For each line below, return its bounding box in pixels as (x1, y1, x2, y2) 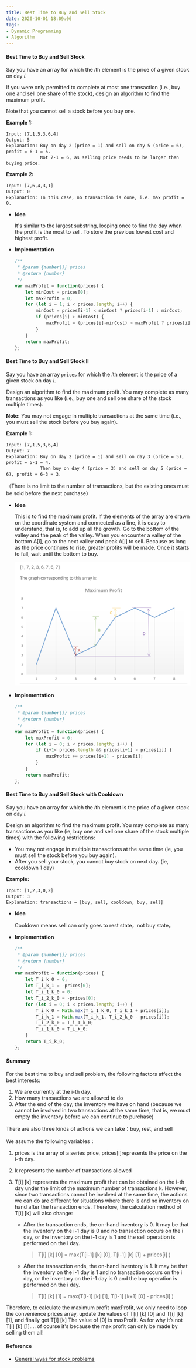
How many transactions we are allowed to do (14, 1094, 123, 1101)
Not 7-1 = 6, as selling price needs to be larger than (40, 154, 180, 161)
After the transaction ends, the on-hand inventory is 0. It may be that (23, 1221, 189, 1228)
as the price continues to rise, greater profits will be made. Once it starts (14, 544, 190, 551)
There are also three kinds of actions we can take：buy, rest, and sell (6, 1125, 173, 1132)
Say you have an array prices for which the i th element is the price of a (6, 371, 177, 378)
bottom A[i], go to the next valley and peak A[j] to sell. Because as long (14, 537, 186, 544)
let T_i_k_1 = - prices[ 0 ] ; (25, 983, 91, 989)
